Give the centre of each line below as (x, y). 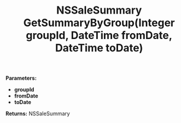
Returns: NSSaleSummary (38, 114)
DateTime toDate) (99, 48)
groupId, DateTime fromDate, (99, 35)
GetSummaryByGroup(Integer (99, 23)
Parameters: (21, 78)
